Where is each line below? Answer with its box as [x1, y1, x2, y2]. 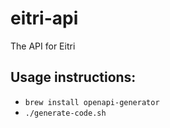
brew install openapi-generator [24, 97, 160, 107]
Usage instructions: [10, 69, 137, 86]
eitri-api [10, 7, 79, 30]
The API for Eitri [10, 40, 76, 52]
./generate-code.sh [24, 108, 107, 118]
